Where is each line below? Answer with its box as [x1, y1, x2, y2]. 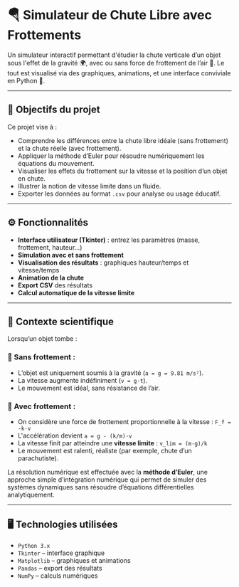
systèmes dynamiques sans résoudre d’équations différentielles [7, 482, 194, 491]
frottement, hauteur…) [17, 243, 83, 251]
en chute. [17, 174, 46, 183]
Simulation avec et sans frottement [17, 250, 124, 259]
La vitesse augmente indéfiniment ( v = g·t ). [17, 376, 148, 384]
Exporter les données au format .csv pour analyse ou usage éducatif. [17, 189, 221, 198]
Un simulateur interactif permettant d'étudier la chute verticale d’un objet [7, 51, 221, 59]
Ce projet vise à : [7, 122, 57, 131]
